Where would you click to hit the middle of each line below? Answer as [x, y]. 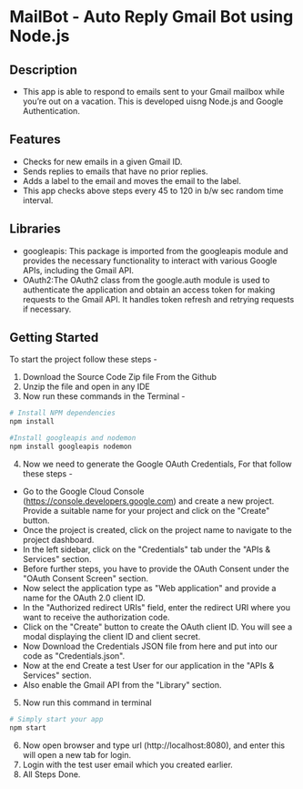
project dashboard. [58, 539]
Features [35, 140]
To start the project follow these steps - [83, 359]
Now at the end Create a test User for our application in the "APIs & [148, 665]
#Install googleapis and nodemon [73, 438]
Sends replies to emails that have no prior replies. [115, 171]
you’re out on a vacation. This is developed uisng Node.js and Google [153, 101]
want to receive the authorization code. [96, 617]
